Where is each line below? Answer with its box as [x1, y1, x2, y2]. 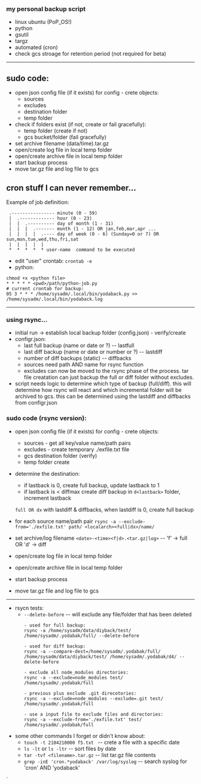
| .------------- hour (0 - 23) [8, 215, 93, 221]
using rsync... [6, 315, 48, 324]
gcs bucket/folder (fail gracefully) [23, 133, 106, 141]
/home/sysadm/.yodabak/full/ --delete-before [23, 633, 139, 639]
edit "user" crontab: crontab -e [14, 257, 92, 265]
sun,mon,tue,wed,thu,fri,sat [6, 236, 79, 242]
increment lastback [23, 494, 72, 502]
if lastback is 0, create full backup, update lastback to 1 [23, 481, 160, 489]
